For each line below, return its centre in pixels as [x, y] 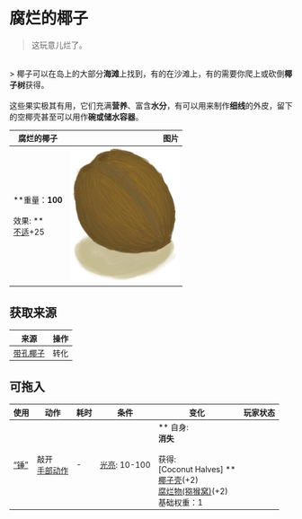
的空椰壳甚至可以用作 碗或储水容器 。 [76, 117]
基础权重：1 [181, 502]
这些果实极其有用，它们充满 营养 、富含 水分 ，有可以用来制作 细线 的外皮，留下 [151, 105]
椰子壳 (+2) [179, 479]
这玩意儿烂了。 [59, 45]
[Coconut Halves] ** [197, 469]
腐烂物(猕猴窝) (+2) [194, 491]
